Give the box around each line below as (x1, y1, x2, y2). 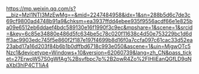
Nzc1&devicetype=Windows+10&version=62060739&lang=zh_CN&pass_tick (6, 49, 192, 56)
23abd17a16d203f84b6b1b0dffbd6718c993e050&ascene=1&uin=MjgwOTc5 (6, 43, 191, 50)
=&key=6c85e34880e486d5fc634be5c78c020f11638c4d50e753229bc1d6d (6, 30, 192, 37)
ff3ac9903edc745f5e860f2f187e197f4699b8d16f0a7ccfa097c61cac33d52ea (6, 37, 193, 43)
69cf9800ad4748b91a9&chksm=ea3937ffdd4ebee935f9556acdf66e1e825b (6, 18, 193, 24)
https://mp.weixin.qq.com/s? (6, 5, 76, 12)
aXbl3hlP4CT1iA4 (6, 62, 49, 69)
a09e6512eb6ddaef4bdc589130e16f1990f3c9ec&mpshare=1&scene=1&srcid (6, 24, 193, 31)
